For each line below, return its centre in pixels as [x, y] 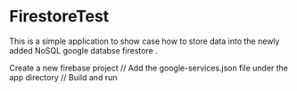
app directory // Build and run [63, 77]
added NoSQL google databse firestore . [83, 50]
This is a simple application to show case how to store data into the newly [144, 41]
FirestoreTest [59, 17]
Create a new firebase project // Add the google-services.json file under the [148, 68]
